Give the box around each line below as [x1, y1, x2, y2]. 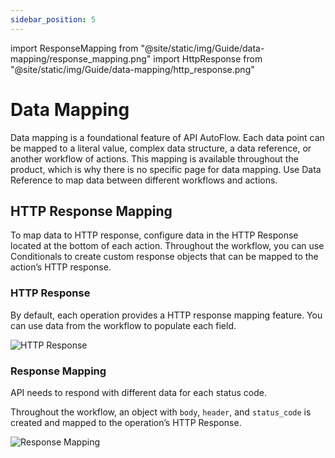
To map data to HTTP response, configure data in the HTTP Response [10, 229, 299, 241]
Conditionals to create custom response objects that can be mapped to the [10, 251, 319, 263]
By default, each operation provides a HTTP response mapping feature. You [10, 309, 323, 321]
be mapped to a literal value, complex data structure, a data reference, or [10, 142, 312, 154]
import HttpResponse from [153, 52, 263, 65]
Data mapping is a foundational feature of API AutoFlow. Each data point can [10, 131, 325, 143]
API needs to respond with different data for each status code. [10, 386, 267, 398]
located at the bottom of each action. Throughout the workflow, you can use [10, 240, 325, 252]
